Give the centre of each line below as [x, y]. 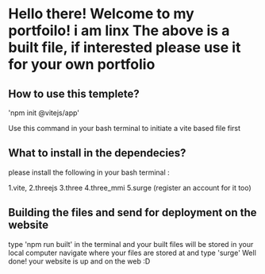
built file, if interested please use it [125, 48]
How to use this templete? [74, 93]
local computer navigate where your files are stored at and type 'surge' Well [132, 253]
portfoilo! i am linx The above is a [119, 31]
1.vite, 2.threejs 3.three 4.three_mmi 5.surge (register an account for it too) [130, 187]
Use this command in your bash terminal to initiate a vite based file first [124, 128]
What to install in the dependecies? [97, 153]
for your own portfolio [82, 65]
